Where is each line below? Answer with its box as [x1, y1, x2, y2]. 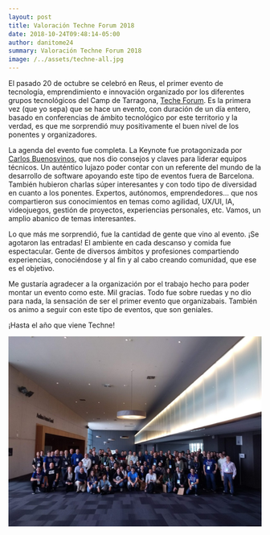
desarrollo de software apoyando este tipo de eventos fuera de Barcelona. [8, 171, 255, 180]
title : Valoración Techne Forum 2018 [8, 21, 135, 30]
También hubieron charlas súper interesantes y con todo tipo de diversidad [8, 179, 257, 189]
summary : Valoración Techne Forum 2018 [8, 47, 142, 56]
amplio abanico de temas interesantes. [8, 214, 137, 223]
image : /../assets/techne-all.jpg [8, 56, 125, 64]
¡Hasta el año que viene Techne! [8, 320, 115, 330]
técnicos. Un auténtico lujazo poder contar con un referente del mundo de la [8, 163, 261, 172]
